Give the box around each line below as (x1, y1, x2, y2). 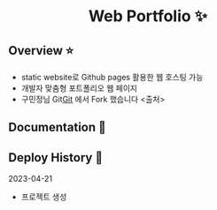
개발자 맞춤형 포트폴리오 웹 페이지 (20, 83, 138, 94)
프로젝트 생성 (20, 191, 67, 202)
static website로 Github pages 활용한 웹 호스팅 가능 (20, 72, 204, 82)
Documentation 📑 (8, 120, 107, 135)
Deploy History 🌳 (8, 150, 104, 165)
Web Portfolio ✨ (88, 6, 208, 26)
